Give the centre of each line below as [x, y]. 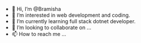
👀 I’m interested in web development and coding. [71, 15]
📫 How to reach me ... [39, 34]
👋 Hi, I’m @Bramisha [36, 9]
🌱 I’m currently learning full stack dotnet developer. [74, 21]
